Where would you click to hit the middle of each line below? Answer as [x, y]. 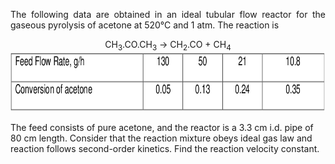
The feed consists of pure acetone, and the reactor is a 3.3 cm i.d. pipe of [162, 127]
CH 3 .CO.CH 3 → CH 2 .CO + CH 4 [168, 46]
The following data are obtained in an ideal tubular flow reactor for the [168, 14]
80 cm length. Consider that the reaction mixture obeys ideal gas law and [161, 138]
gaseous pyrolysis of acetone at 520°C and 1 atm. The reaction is [145, 25]
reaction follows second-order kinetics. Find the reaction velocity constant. [165, 148]
